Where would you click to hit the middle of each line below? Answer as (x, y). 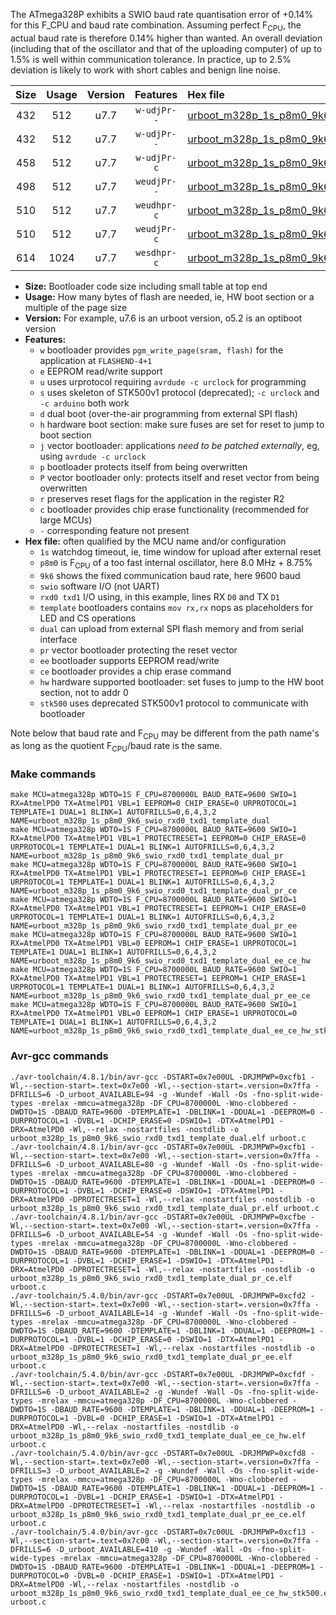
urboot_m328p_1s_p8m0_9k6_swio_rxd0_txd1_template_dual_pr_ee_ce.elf (158, 1514)
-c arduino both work (84, 403)
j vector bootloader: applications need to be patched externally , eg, (179, 445)
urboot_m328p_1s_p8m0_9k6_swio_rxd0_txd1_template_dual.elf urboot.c (158, 1138)
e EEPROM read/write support (101, 371)
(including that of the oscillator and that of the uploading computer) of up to (166, 48)
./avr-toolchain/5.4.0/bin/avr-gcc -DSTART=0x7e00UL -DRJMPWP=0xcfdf (158, 1374)
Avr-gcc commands (59, 1056)
